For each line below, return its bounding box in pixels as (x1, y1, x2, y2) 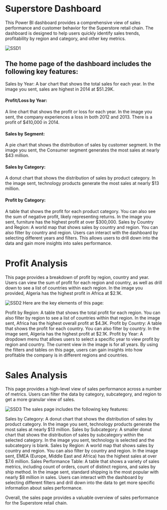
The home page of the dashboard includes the (5, 59, 152, 68)
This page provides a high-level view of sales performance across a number (5, 386, 162, 392)
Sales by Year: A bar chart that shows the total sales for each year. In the (5, 80, 155, 86)
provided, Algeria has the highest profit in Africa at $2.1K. (5, 290, 123, 296)
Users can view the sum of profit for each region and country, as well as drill (5, 279, 162, 285)
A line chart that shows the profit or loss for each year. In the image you (5, 108, 153, 114)
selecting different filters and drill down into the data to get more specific (5, 479, 156, 485)
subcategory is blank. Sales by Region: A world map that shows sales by (5, 442, 154, 448)
